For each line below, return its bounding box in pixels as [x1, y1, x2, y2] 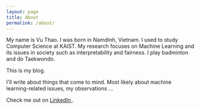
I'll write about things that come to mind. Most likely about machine [6, 78, 172, 86]
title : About [6, 14, 39, 20]
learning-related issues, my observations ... [6, 85, 114, 92]
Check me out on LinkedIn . [6, 96, 74, 104]
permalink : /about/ [6, 20, 55, 26]
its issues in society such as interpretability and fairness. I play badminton [6, 49, 189, 56]
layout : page [6, 8, 39, 15]
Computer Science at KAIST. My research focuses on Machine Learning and [6, 43, 195, 50]
